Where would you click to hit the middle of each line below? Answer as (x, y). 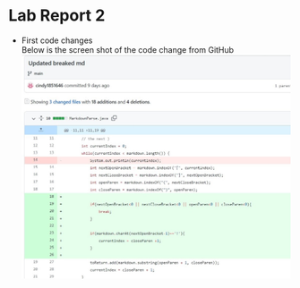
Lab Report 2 (57, 16)
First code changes (57, 40)
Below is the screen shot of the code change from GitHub (128, 49)
